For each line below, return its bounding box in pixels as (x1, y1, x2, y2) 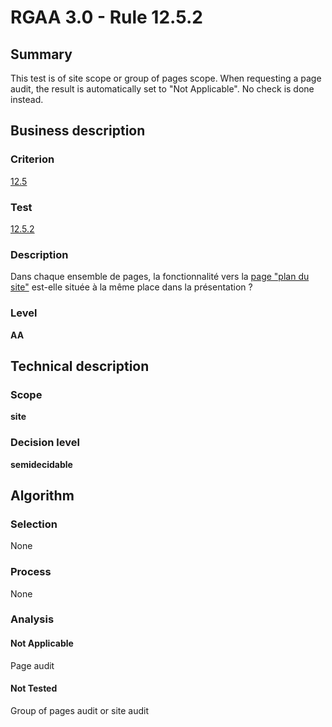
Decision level (10, 436, 80, 450)
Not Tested (10, 682, 58, 695)
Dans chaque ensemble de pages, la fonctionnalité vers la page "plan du (10, 271, 310, 283)
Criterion (10, 152, 55, 166)
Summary (10, 46, 73, 63)
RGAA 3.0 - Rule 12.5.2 (10, 6, 203, 29)
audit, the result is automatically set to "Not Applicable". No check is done (10, 83, 315, 95)
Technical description (10, 357, 150, 375)
